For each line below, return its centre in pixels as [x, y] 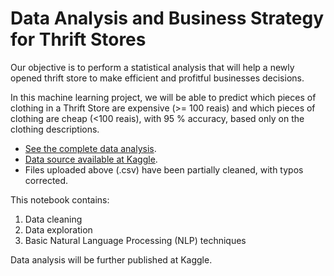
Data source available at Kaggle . [91, 159]
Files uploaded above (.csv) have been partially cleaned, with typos [164, 169]
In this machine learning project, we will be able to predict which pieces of [163, 97]
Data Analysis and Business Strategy [167, 18]
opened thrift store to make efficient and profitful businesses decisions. [157, 78]
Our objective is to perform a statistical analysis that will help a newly [152, 67]
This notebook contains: [60, 199]
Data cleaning [53, 219]
